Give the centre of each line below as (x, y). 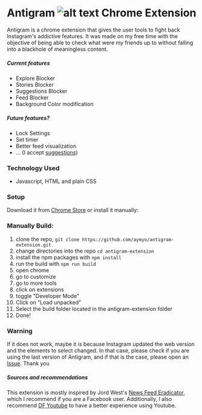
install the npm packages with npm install (68, 257)
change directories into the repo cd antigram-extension (85, 251)
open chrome (32, 270)
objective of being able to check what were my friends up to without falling (100, 42)
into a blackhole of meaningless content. (57, 49)
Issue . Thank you (28, 364)
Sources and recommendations (47, 377)
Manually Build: (30, 226)
